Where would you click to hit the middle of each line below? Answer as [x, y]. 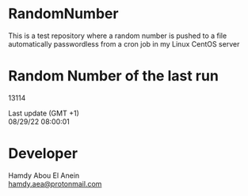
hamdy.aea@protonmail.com [55, 183]
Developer [43, 154]
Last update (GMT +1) [44, 113]
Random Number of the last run [114, 76]
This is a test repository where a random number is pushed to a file [118, 36]
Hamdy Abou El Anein [44, 175]
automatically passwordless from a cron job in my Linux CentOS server [124, 43]
